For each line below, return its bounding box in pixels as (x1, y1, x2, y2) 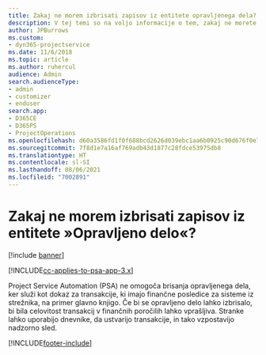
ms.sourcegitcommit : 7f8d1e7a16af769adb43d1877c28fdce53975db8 (8, 144, 222, 152)
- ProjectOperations (8, 129, 77, 137)
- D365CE (8, 115, 37, 123)
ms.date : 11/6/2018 (8, 48, 73, 56)
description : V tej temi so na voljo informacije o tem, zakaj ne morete (8, 19, 257, 27)
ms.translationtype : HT (8, 151, 87, 159)
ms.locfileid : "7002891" (8, 173, 90, 182)
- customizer (8, 93, 51, 100)
